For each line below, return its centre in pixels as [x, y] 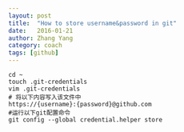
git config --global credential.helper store [85, 120]
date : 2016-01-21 [41, 30]
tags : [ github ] [34, 53]
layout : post [30, 16]
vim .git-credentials [44, 89]
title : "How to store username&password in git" [93, 23]
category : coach [35, 46]
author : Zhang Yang [41, 38]
